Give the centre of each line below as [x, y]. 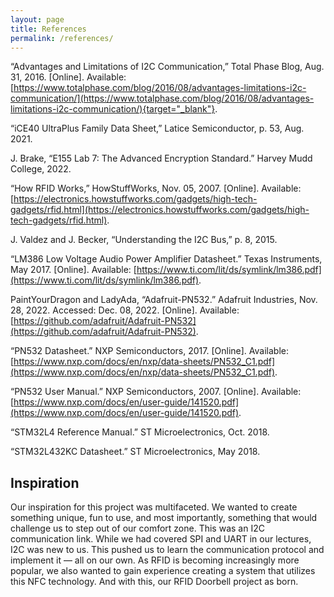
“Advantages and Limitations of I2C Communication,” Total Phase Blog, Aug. [167, 67]
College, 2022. [41, 169]
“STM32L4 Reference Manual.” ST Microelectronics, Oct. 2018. [140, 432]
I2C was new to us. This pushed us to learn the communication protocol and [167, 550]
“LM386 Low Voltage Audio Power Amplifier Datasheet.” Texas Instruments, [166, 259]
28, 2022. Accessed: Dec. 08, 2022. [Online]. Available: [125, 310]
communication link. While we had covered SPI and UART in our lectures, [161, 539]
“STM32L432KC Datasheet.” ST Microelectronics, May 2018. [135, 452]
